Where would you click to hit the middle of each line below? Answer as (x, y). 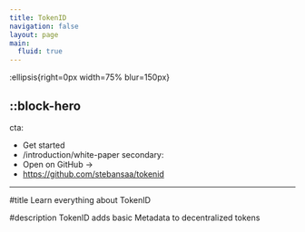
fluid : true (40, 52)
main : (20, 43)
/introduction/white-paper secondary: (93, 154)
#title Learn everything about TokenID (80, 199)
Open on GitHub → (58, 164)
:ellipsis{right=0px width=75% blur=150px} (90, 77)
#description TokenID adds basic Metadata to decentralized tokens (135, 217)
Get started (44, 145)
